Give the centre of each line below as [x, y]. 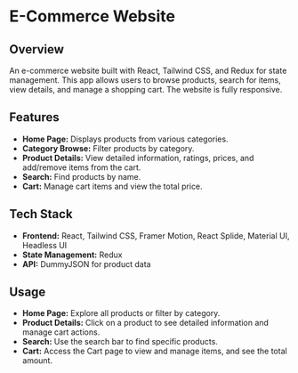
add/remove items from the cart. [81, 167]
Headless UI [44, 245]
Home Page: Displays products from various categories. [125, 139]
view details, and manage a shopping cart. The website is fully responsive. [146, 89]
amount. [37, 361]
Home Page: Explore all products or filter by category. [121, 313]
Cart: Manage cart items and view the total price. [112, 186]
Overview [37, 49]
